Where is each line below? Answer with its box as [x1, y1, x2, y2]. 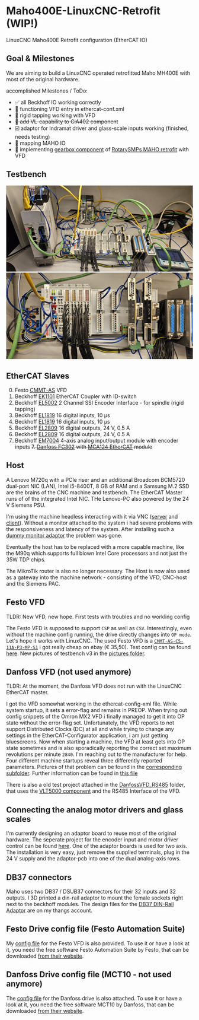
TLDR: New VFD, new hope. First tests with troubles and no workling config [6, 613, 190, 620]
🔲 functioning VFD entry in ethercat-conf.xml [14, 105, 124, 112]
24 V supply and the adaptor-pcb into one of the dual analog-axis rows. [6, 855, 181, 862]
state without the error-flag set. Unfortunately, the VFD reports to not [6, 719, 175, 726]
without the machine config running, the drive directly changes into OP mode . [6, 631, 192, 638]
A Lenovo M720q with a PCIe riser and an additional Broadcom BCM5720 [6, 476, 185, 483]
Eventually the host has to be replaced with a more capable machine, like [6, 543, 185, 550]
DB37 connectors [6, 872, 72, 882]
